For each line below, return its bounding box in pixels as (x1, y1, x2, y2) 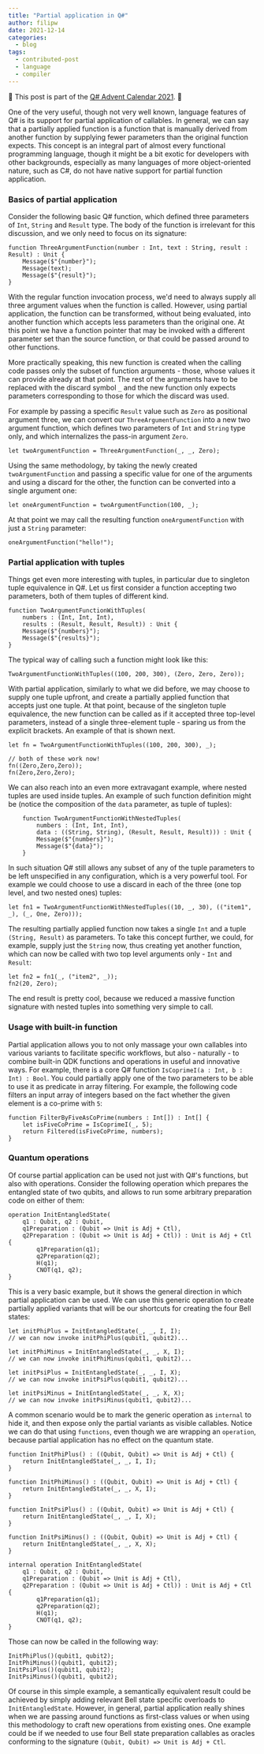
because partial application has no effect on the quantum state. (8, 1435, 214, 1444)
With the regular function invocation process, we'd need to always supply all (8, 292, 256, 301)
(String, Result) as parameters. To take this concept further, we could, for (8, 932, 254, 942)
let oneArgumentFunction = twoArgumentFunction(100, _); (8, 501, 199, 509)
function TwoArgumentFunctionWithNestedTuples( (22, 815, 181, 823)
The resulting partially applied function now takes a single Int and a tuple (8, 924, 247, 934)
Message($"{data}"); (36, 842, 104, 850)
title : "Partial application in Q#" (8, 11, 128, 20)
